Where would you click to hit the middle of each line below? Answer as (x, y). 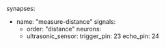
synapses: (21, 9)
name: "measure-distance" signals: (66, 21)
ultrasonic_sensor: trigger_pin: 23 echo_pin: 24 (93, 36)
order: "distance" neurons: (64, 29)
